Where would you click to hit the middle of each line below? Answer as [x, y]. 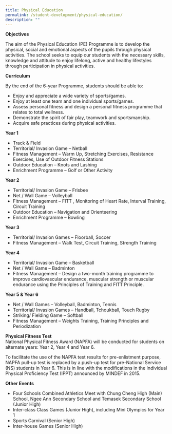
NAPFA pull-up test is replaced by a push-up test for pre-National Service [83, 363]
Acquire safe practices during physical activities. [64, 123]
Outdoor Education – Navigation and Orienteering [65, 212]
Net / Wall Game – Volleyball [43, 196]
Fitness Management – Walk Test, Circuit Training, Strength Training [84, 243]
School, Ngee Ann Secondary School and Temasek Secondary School [87, 399]
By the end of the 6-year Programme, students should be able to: [74, 86]
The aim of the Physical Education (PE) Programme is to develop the [78, 44]
